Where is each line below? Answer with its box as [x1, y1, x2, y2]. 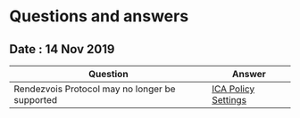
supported [13, 94, 58, 106]
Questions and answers [9, 6, 189, 27]
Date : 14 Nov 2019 [9, 42, 115, 57]
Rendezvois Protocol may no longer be [13, 83, 176, 95]
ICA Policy [211, 83, 255, 95]
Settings [211, 94, 247, 106]
